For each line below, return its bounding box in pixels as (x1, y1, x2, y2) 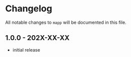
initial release (12, 47, 40, 53)
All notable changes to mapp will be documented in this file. (5, 19, 127, 25)
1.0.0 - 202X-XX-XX (5, 34, 70, 42)
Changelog (5, 3, 52, 14)
